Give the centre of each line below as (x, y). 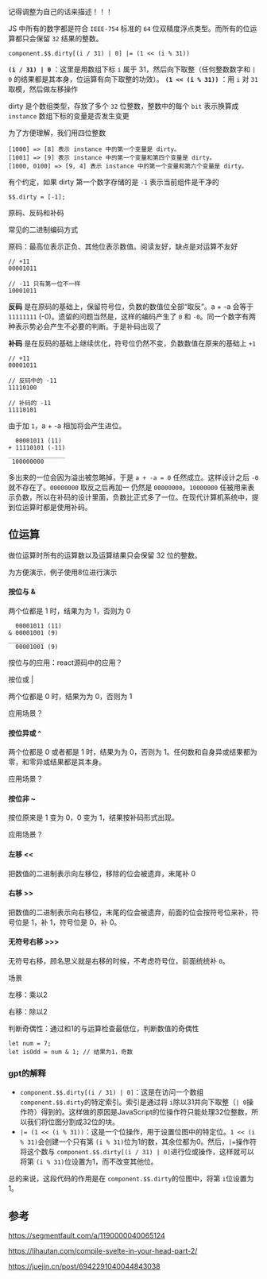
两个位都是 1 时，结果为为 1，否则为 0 (70, 611)
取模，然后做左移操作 (43, 89)
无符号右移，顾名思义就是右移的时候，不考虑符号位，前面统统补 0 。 (119, 961)
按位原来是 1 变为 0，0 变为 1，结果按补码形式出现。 (93, 817)
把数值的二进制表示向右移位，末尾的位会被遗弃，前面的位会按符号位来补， (130, 912)
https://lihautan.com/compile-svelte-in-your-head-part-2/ (103, 1251)
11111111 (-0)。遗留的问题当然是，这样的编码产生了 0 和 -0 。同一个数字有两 (132, 317)
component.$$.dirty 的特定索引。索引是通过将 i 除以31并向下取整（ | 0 (133, 1102)
